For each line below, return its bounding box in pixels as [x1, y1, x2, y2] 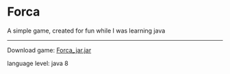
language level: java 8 [7, 59, 68, 67]
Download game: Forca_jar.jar [7, 45, 92, 54]
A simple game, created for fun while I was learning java [7, 26, 166, 35]
